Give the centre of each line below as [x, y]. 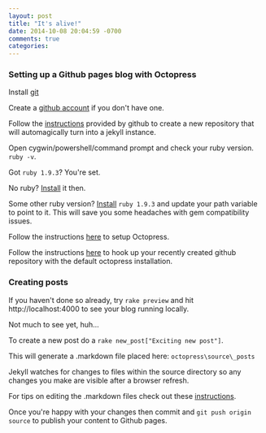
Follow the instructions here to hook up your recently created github [122, 253]
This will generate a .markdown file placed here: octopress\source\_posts [132, 356]
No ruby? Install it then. [47, 188]
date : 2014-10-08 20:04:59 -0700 [65, 31]
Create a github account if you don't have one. [86, 108]
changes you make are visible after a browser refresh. [99, 380]
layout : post [31, 16]
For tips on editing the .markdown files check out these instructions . [122, 396]
